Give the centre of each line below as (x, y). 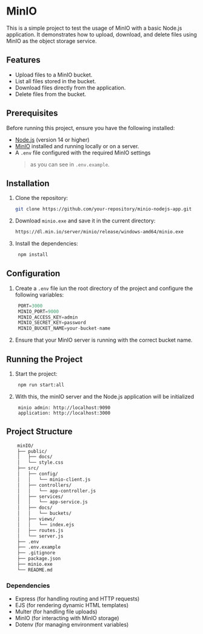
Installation (28, 183)
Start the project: (36, 374)
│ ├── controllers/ (44, 485)
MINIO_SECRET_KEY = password (52, 323)
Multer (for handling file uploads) (56, 612)
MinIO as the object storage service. (52, 41)
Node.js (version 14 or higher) (52, 140)
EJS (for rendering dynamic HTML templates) (72, 605)
